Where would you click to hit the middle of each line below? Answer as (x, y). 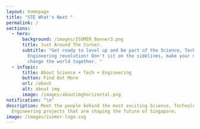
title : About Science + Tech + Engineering (77, 73)
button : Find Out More (50, 78)
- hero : (21, 34)
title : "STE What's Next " (40, 17)
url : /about (37, 84)
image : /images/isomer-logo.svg (46, 117)
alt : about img (41, 89)
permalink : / (22, 23)
